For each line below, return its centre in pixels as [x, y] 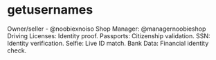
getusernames [50, 10]
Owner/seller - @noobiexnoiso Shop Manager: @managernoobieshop [107, 29]
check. [17, 50]
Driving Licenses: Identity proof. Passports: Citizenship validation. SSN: [109, 35]
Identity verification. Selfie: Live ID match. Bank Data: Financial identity [108, 43]
